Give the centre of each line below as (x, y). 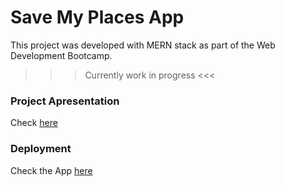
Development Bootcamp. (61, 55)
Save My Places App (97, 17)
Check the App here (51, 170)
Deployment (41, 149)
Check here (34, 123)
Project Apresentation (65, 101)
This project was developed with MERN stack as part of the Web (143, 45)
